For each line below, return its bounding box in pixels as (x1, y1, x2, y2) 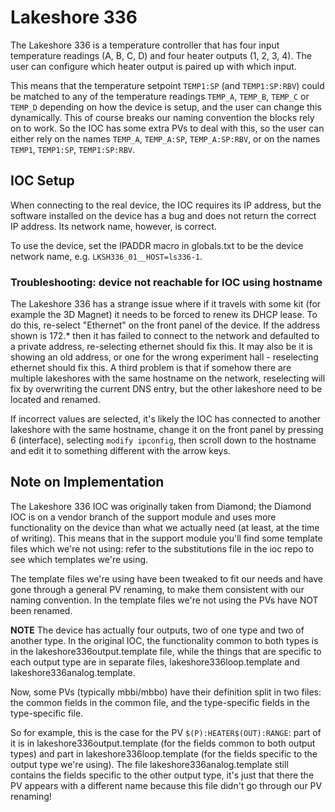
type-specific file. (10, 707, 84, 719)
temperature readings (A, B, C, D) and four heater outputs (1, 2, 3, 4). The (10, 49, 312, 61)
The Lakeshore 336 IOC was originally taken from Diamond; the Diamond (10, 500, 312, 512)
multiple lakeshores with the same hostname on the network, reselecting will (10, 372, 326, 385)
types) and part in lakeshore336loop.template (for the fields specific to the (10, 747, 318, 760)
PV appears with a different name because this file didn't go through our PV (10, 779, 323, 791)
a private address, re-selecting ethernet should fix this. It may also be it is (10, 341, 314, 353)
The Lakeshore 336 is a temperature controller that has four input (10, 39, 280, 51)
